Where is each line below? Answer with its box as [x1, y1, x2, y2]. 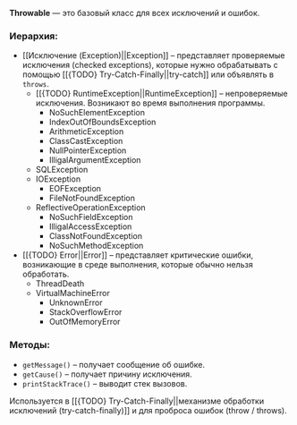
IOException [35, 174, 81, 184]
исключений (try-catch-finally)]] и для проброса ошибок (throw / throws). [9, 404, 288, 415]
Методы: [9, 339, 51, 352]
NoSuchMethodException [48, 241, 144, 251]
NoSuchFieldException [48, 212, 133, 223]
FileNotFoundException [48, 192, 136, 204]
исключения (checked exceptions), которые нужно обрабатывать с [21, 60, 279, 71]
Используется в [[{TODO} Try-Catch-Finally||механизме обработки [9, 395, 265, 406]
